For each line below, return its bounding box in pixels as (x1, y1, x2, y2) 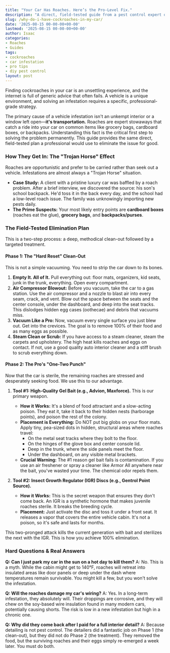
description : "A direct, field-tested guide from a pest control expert (5, 12, 162, 17)
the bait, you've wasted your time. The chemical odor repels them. (20, 467, 159, 474)
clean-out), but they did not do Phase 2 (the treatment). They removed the (5, 632, 160, 639)
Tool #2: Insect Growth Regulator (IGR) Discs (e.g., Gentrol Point (12, 477, 150, 483)
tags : (5, 50, 17, 55)
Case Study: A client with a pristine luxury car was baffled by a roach (12, 179, 158, 186)
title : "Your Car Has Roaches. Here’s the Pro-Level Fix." (5, 7, 133, 13)
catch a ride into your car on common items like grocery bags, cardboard (5, 124, 158, 130)
